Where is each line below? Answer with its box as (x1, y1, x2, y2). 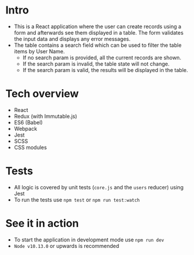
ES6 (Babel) (13, 118, 43, 126)
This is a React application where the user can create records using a (13, 23, 182, 30)
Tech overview (5, 87, 79, 100)
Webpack (13, 125, 38, 132)
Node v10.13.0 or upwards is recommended (13, 242, 120, 249)
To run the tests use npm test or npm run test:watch (13, 196, 140, 203)
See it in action (5, 217, 79, 230)
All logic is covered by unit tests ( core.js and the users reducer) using (13, 183, 184, 191)
